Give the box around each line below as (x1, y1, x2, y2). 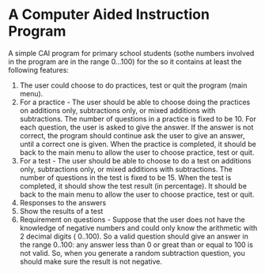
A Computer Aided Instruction (8, 6, 210, 24)
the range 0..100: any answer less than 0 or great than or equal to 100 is (19, 239, 253, 250)
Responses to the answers (19, 197, 107, 207)
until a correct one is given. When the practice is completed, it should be (19, 139, 257, 148)
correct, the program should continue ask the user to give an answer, (19, 130, 245, 140)
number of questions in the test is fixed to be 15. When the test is (19, 172, 232, 182)
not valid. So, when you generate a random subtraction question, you (19, 248, 245, 257)
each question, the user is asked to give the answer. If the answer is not (19, 122, 254, 132)
